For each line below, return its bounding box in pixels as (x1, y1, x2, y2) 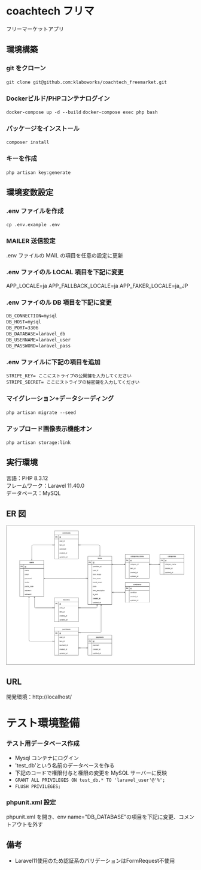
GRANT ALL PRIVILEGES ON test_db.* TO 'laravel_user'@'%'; (14, 777, 166, 783)
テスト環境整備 (6, 716, 80, 730)
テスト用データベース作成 (6, 739, 80, 748)
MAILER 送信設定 (6, 237, 56, 245)
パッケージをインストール (6, 124, 80, 133)
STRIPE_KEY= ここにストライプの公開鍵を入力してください (6, 373, 132, 379)
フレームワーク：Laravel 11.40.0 (6, 482, 85, 489)
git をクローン (6, 64, 46, 73)
